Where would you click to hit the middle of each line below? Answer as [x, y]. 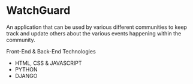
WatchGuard [38, 10]
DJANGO [26, 76]
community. [21, 40]
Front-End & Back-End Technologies [51, 51]
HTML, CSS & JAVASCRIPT [48, 63]
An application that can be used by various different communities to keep [97, 27]
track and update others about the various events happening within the [94, 33]
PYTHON [26, 69]
